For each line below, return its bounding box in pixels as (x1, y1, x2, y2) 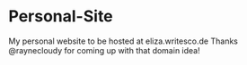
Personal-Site (8, 6, 113, 27)
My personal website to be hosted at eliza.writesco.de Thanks (8, 36, 239, 46)
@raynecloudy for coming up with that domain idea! (8, 45, 200, 55)
